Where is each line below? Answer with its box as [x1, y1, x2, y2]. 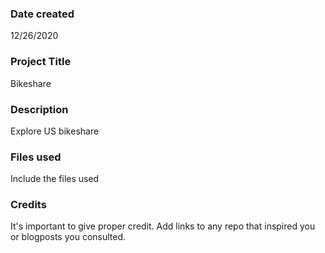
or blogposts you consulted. [10, 231, 127, 243]
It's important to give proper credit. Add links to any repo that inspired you [10, 220, 316, 232]
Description [10, 102, 69, 116]
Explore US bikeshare [10, 125, 100, 137]
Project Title [10, 55, 72, 69]
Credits [10, 198, 47, 212]
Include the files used [10, 173, 100, 185]
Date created [10, 7, 75, 21]
